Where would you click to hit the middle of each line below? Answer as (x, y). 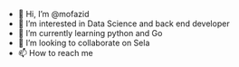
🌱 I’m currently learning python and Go (90, 33)
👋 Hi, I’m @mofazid (53, 14)
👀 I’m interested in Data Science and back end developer (124, 24)
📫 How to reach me (55, 53)
